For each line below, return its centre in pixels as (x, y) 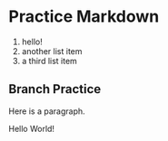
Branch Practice (55, 89)
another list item (52, 51)
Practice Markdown (84, 17)
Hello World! (32, 128)
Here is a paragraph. (47, 111)
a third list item (49, 61)
